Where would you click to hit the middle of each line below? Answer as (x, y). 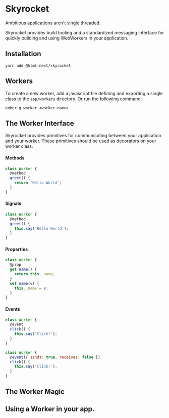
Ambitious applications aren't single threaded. (53, 23)
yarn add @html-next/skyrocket (38, 66)
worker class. (19, 146)
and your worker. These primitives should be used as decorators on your (81, 141)
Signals (13, 203)
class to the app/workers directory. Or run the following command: (74, 99)
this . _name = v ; (32, 288)
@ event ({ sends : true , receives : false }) (55, 357)
